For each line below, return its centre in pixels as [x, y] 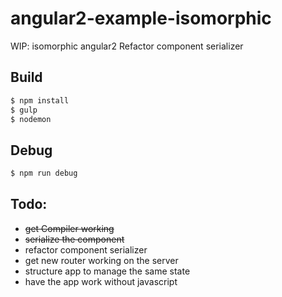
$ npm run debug [44, 173]
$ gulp [24, 110]
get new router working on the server [101, 260]
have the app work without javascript [101, 281]
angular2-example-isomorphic [141, 18]
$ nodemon [31, 119]
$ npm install [40, 100]
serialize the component [74, 239]
